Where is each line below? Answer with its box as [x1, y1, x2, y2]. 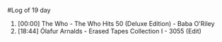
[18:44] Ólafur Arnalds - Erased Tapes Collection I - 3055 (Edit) [17, 27, 201, 35]
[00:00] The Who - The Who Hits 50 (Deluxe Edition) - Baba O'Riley [17, 20, 215, 27]
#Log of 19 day [7, 6, 51, 14]
